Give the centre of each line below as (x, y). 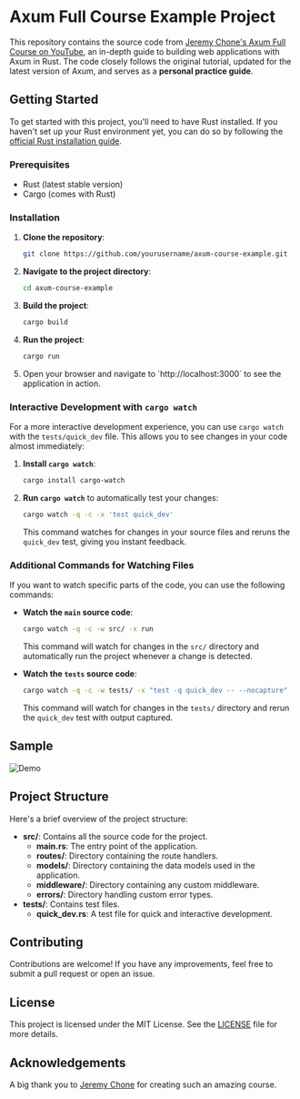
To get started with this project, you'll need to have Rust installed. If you (144, 121)
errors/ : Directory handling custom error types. (125, 894)
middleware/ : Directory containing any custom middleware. (148, 884)
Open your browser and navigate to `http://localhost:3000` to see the (152, 373)
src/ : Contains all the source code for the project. (115, 836)
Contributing (46, 942)
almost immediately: (47, 446)
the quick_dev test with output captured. (98, 717)
